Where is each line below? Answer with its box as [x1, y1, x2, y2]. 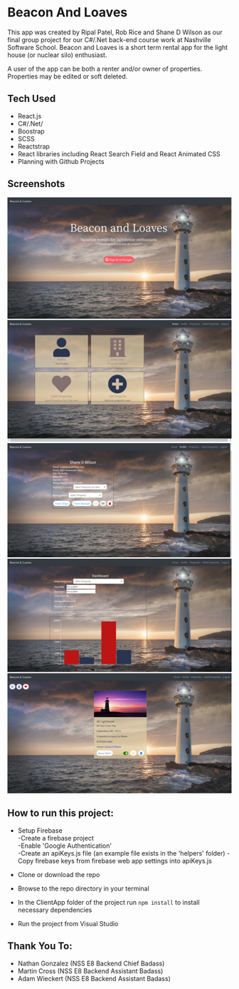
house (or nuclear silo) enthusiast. [7, 51, 107, 59]
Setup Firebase [17, 826, 63, 835]
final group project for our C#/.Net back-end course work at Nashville [7, 35, 211, 44]
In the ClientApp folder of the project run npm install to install [17, 898, 201, 906]
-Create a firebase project [17, 833, 94, 842]
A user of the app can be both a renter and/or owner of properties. [7, 64, 203, 73]
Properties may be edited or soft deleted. [7, 72, 128, 81]
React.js [17, 111, 42, 120]
